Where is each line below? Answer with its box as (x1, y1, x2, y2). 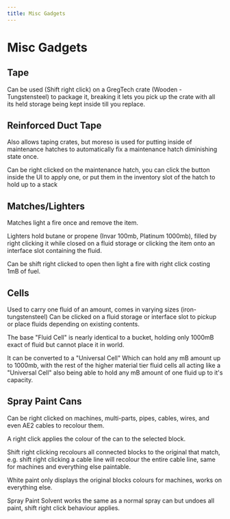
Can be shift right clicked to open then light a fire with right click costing (7, 260, 211, 268)
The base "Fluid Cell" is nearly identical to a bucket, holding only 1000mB (7, 333, 214, 342)
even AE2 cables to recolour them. (7, 421, 105, 430)
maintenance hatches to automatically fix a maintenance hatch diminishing (7, 145, 218, 153)
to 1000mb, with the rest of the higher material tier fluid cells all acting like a (7, 362, 221, 370)
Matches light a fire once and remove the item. (7, 219, 139, 227)
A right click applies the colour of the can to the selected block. (7, 434, 186, 443)
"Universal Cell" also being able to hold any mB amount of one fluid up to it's (7, 368, 223, 377)
